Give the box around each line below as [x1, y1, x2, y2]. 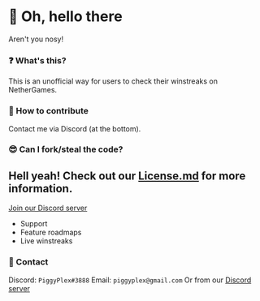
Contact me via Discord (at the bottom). [8, 123, 141, 133]
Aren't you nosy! [8, 34, 64, 44]
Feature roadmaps [19, 227, 82, 238]
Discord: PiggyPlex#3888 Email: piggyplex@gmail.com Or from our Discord [8, 275, 252, 285]
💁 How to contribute [8, 105, 89, 117]
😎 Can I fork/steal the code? [8, 144, 123, 155]
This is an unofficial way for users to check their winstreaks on [8, 76, 218, 86]
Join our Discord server [8, 203, 88, 213]
